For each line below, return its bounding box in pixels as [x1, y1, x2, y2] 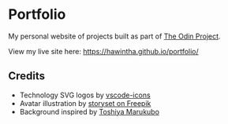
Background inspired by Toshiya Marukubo [19, 107, 160, 116]
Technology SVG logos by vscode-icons [19, 90, 151, 100]
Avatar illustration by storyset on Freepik [19, 98, 151, 108]
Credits [8, 69, 46, 83]
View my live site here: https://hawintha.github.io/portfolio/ [8, 46, 199, 56]
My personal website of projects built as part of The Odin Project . [8, 31, 221, 41]
